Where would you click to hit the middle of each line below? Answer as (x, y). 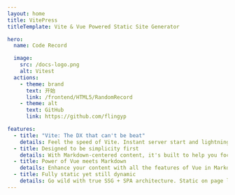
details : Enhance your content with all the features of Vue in (115, 168)
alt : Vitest (37, 71)
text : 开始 (41, 91)
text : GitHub (45, 110)
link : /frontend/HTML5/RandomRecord (79, 97)
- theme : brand (42, 84)
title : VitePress (33, 20)
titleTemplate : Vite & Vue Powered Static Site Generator (93, 26)
